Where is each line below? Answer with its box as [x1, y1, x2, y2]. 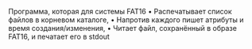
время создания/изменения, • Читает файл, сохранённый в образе [8, 24, 237, 32]
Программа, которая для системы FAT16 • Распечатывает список [8, 7, 232, 16]
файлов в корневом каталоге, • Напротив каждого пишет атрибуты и [8, 15, 244, 24]
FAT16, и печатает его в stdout [8, 32, 110, 41]
